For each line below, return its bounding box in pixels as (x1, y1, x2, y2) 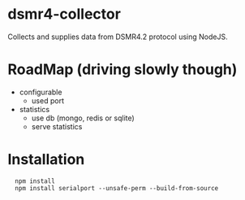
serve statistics (31, 121, 83, 131)
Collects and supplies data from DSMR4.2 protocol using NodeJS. (7, 32, 228, 41)
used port (31, 95, 64, 106)
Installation (7, 150, 85, 169)
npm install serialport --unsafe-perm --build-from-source (15, 184, 219, 192)
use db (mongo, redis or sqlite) (31, 113, 135, 123)
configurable (19, 87, 62, 97)
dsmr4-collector (7, 5, 121, 24)
